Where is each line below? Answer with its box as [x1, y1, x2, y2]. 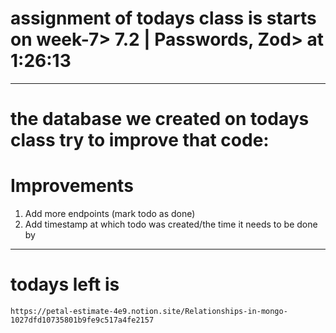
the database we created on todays [10, 108, 310, 131]
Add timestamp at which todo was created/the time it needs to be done [24, 218, 318, 231]
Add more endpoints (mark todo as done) [24, 208, 196, 220]
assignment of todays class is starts [10, 7, 317, 30]
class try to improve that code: [10, 129, 270, 152]
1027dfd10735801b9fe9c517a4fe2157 [10, 315, 155, 325]
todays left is [10, 273, 120, 296]
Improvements [10, 175, 134, 197]
